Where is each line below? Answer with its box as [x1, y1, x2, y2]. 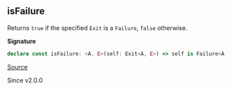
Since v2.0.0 [7, 76, 43, 85]
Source [7, 63, 28, 71]
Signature [7, 37, 37, 45]
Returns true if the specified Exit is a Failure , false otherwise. [7, 23, 188, 32]
